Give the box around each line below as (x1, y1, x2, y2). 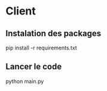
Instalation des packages (5, 28, 102, 39)
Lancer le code (5, 61, 62, 72)
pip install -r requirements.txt (5, 44, 77, 51)
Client (5, 4, 36, 18)
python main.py (5, 77, 44, 85)
